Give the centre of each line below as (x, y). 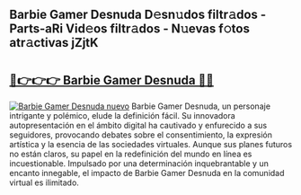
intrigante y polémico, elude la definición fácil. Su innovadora (122, 115)
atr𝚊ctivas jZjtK (54, 43)
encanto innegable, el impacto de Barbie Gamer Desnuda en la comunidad (147, 173)
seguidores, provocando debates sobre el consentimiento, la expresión (141, 135)
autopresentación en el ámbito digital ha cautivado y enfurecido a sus (138, 125)
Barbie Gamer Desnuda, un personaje (201, 106)
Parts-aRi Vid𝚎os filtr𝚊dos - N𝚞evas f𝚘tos (129, 29)
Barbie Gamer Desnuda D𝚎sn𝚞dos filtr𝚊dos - (138, 15)
